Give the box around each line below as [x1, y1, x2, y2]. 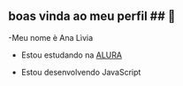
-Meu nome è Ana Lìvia [8, 32, 94, 43]
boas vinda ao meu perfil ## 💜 [8, 9, 176, 24]
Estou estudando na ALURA [20, 50, 123, 60]
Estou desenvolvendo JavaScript [20, 66, 141, 77]
